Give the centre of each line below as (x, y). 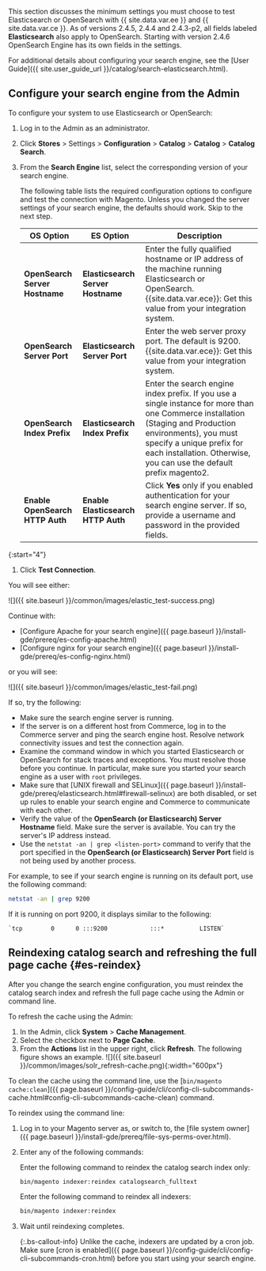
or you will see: (33, 671)
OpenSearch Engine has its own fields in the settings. (95, 45)
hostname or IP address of (194, 259)
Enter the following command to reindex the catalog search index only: (135, 1167)
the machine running (184, 268)
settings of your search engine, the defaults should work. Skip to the (131, 207)
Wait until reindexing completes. (72, 1227)
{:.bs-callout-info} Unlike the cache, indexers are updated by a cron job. (137, 1242)
